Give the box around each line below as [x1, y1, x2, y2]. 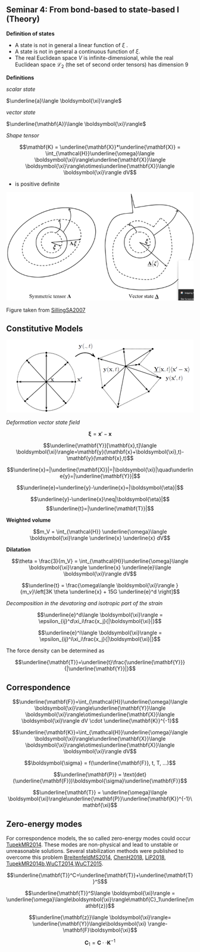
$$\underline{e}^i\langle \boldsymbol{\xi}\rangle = [37, 629, 162, 636]
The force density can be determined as [6, 647, 105, 654]
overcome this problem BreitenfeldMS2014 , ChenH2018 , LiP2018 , [6, 854, 166, 861]
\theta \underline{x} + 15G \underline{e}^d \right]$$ [53, 588, 180, 596]
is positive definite [14, 180, 60, 187]
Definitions [6, 74, 35, 81]
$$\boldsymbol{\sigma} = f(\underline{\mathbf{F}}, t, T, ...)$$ [24, 759, 176, 766]
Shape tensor [6, 131, 40, 139]
